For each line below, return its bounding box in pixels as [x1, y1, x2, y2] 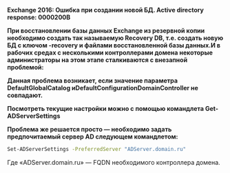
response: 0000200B [7, 13, 71, 21]
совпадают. [7, 91, 43, 99]
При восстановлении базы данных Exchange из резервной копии [7, 27, 205, 34]
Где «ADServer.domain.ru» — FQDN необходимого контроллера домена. [7, 158, 220, 166]
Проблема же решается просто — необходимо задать [7, 125, 172, 133]
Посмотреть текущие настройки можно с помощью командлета [7, 105, 205, 112]
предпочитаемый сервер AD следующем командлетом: [7, 132, 178, 141]
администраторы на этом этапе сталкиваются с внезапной [7, 56, 188, 64]
